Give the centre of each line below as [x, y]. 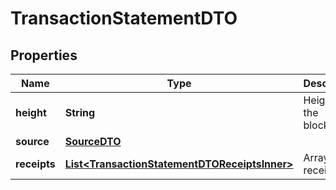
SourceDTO [93, 141]
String [80, 112]
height [31, 112]
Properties [44, 55]
